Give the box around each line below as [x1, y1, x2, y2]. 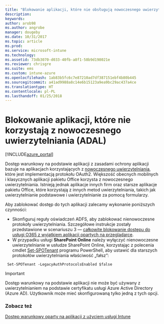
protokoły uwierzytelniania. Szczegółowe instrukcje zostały [12, 221, 131, 227]
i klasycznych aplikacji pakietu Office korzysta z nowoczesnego [5, 176, 133, 182]
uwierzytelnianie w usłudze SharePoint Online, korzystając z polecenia [12, 242, 154, 248]
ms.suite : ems [5, 66, 34, 71]
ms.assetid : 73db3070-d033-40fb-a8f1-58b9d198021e [5, 57, 110, 62]
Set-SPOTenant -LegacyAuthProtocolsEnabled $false [7, 262, 112, 267]
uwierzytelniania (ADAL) [5, 135, 106, 147]
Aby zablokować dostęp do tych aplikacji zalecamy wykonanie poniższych [5, 201, 155, 208]
